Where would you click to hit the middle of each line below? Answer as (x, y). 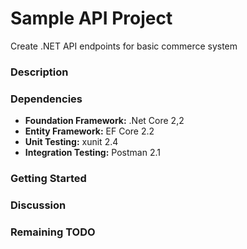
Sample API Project (91, 18)
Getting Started (48, 179)
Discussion (38, 205)
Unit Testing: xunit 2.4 (71, 142)
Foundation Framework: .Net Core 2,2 (104, 121)
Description (39, 72)
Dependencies (46, 99)
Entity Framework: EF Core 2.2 (89, 131)
